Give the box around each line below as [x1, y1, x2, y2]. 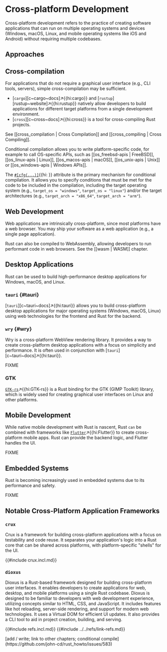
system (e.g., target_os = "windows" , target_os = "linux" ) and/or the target [5, 187, 162, 193]
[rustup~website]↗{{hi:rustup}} [12, 100, 77, 106]
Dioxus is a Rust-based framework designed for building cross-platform [5, 579, 153, 585]
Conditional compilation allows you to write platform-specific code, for [5, 146, 150, 152]
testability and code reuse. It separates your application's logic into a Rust [5, 537, 157, 543]
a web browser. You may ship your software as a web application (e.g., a [5, 225, 154, 232]
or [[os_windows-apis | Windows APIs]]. [5, 162, 87, 168]
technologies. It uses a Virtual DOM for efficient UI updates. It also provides [5, 611, 160, 617]
